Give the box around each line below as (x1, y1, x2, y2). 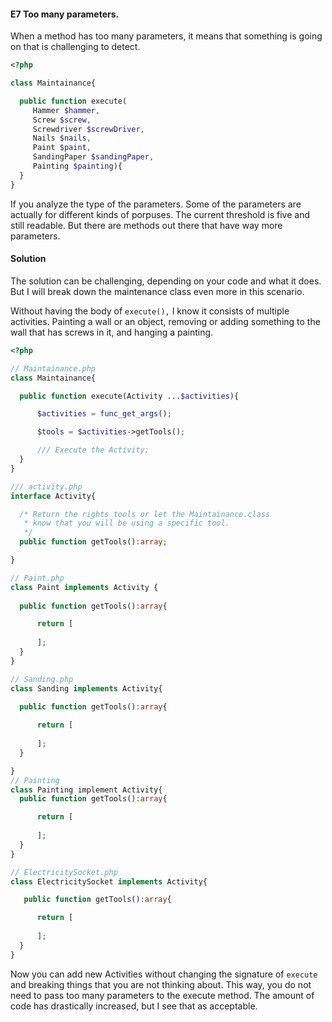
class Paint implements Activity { (10, 582, 159, 592)
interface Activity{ (10, 491, 97, 501)
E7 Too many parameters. (10, 8, 120, 20)
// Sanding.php (10, 674, 74, 684)
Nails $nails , (32, 133, 92, 144)
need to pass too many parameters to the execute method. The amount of (10, 989, 315, 1001)
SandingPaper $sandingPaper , (32, 152, 155, 162)
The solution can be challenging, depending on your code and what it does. (10, 275, 322, 287)
